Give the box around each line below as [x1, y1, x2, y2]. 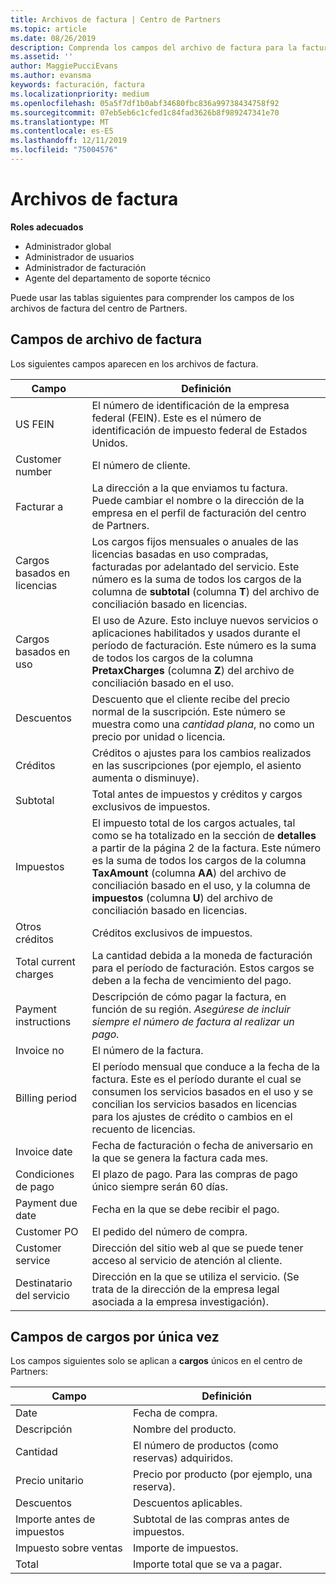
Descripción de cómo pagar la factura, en [91, 989, 287, 1003]
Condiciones [15, 1167, 75, 1181]
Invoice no [15, 1043, 65, 1057]
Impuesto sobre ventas [15, 1541, 123, 1555]
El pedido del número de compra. [91, 1224, 248, 1238]
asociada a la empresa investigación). [91, 1294, 269, 1308]
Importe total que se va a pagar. [133, 1557, 283, 1571]
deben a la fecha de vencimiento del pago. [91, 973, 292, 987]
